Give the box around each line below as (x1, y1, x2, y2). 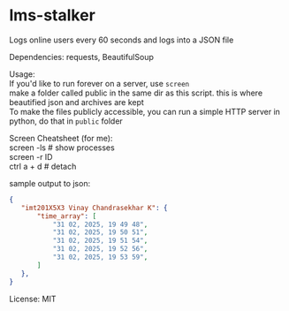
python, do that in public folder (9, 116, 124, 126)
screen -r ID (9, 151, 53, 162)
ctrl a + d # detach (9, 161, 77, 171)
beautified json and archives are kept (9, 96, 144, 107)
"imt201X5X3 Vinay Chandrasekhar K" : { (20, 203, 168, 212)
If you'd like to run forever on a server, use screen (9, 78, 190, 88)
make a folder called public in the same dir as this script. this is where (9, 87, 263, 98)
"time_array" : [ (36, 211, 97, 221)
